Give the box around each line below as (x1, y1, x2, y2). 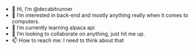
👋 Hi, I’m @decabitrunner (11, 6, 73, 12)
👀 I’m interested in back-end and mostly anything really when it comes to (11, 12, 189, 19)
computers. (11, 18, 40, 24)
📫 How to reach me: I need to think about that (11, 37, 124, 44)
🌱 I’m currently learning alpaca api (11, 24, 95, 31)
